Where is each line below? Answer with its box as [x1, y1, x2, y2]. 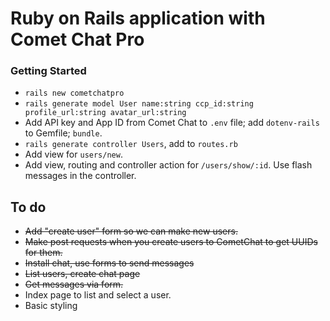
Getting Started [10, 64, 87, 78]
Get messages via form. [24, 278, 124, 291]
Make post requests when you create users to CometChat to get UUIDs [24, 236, 318, 248]
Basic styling [24, 300, 78, 312]
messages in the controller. [24, 170, 137, 182]
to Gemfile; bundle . [24, 127, 103, 139]
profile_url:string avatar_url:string [24, 108, 187, 118]
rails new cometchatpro [24, 88, 125, 99]
